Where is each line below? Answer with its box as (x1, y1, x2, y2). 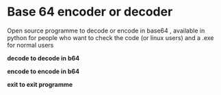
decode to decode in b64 (7, 54, 80, 62)
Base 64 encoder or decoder (7, 4, 173, 20)
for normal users (7, 41, 54, 49)
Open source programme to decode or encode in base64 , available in (7, 26, 205, 35)
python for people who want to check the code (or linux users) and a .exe (7, 33, 214, 41)
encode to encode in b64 (7, 67, 80, 75)
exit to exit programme (7, 80, 73, 88)
